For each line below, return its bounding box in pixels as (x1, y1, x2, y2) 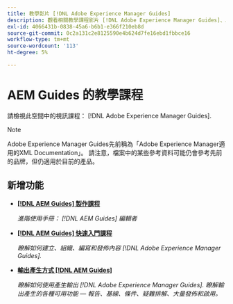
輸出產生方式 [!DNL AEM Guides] (17, 266, 112, 274)
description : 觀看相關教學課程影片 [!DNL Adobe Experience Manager (7, 17, 196, 24)
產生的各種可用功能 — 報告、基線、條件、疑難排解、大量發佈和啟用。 (23, 289, 222, 298)
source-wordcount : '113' (7, 42, 79, 49)
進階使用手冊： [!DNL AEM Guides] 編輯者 (17, 214, 137, 223)
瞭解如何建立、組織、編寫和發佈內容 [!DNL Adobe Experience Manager (17, 243, 221, 252)
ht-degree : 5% (7, 49, 49, 56)
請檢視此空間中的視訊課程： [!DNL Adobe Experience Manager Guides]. (7, 111, 212, 120)
